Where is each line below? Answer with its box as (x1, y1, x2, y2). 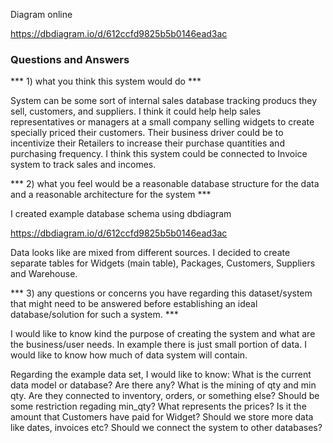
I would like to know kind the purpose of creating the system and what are (10, 328, 316, 340)
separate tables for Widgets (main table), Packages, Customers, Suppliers (10, 257, 316, 269)
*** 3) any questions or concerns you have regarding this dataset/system (10, 287, 313, 299)
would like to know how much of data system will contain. (10, 349, 248, 361)
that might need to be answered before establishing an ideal (10, 298, 258, 310)
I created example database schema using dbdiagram (10, 208, 232, 220)
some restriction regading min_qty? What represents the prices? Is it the (10, 400, 307, 413)
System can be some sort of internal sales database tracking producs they (10, 95, 318, 107)
